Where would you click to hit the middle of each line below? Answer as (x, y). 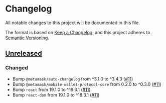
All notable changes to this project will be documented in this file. (73, 23)
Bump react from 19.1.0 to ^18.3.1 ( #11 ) (51, 89)
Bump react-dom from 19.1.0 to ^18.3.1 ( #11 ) (56, 95)
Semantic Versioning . (27, 38)
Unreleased (24, 54)
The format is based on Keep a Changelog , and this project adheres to (78, 32)
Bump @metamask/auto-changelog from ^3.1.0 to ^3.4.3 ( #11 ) (73, 79)
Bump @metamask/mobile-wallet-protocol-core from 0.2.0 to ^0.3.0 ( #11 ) (87, 84)
